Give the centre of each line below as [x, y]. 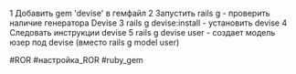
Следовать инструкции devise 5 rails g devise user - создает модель [143, 32]
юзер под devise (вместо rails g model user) [95, 42]
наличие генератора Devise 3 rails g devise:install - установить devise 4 [148, 23]
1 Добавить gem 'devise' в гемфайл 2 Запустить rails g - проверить [140, 13]
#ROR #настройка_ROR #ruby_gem [76, 60]
